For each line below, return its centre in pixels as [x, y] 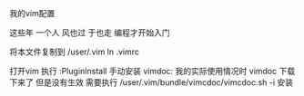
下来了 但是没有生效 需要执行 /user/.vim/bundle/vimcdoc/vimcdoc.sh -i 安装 [152, 82]
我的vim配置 [32, 13]
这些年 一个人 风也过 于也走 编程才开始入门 [90, 33]
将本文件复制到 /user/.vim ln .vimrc [74, 52]
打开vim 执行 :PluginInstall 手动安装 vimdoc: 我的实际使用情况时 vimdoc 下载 [152, 71]
